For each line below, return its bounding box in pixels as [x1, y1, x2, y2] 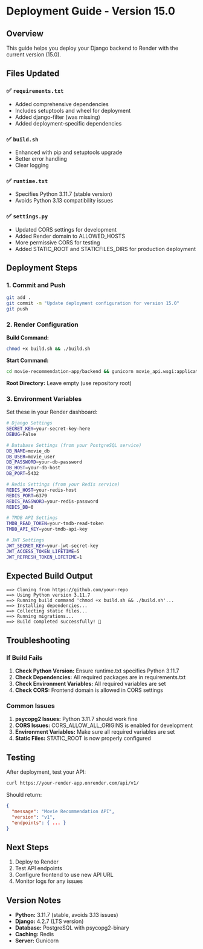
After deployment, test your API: [6, 768, 86, 776]
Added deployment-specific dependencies [14, 119, 122, 127]
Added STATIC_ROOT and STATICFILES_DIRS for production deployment [14, 245, 196, 252]
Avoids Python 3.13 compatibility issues [14, 197, 114, 204]
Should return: [6, 791, 42, 799]
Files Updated [6, 69, 60, 79]
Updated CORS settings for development [14, 226, 117, 233]
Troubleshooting [6, 635, 71, 645]
